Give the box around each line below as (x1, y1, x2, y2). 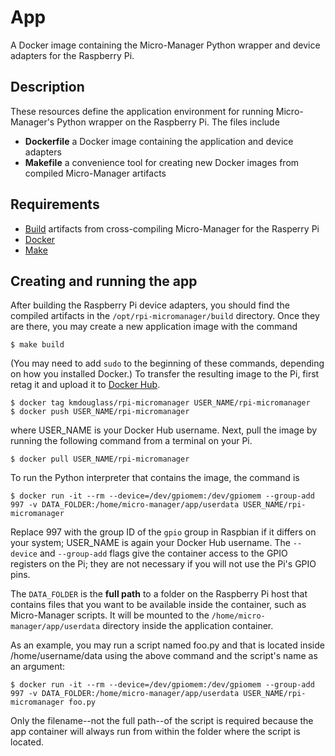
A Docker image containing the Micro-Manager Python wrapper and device (10, 39, 321, 51)
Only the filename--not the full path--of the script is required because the (10, 715, 314, 727)
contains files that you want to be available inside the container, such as (10, 599, 307, 611)
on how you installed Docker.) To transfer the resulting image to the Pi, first (10, 368, 320, 380)
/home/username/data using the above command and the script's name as (10, 650, 318, 662)
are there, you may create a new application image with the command (10, 321, 298, 333)
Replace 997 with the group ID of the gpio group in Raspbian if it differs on (10, 526, 317, 538)
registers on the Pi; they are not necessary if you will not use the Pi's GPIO (10, 558, 317, 570)
